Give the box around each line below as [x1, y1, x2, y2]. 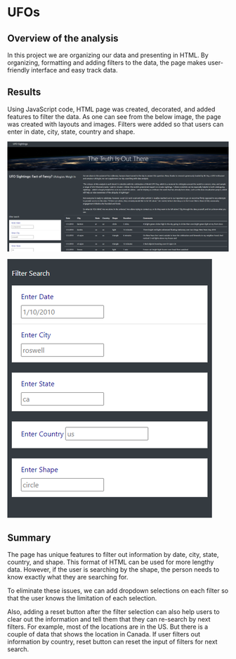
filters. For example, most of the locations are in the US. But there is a [7, 622, 209, 631]
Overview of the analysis [7, 32, 119, 44]
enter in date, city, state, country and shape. [7, 127, 136, 136]
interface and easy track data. [31, 66, 118, 74]
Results [7, 86, 41, 99]
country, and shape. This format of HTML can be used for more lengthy [7, 558, 214, 567]
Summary [7, 532, 51, 544]
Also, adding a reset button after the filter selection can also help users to [7, 608, 220, 616]
